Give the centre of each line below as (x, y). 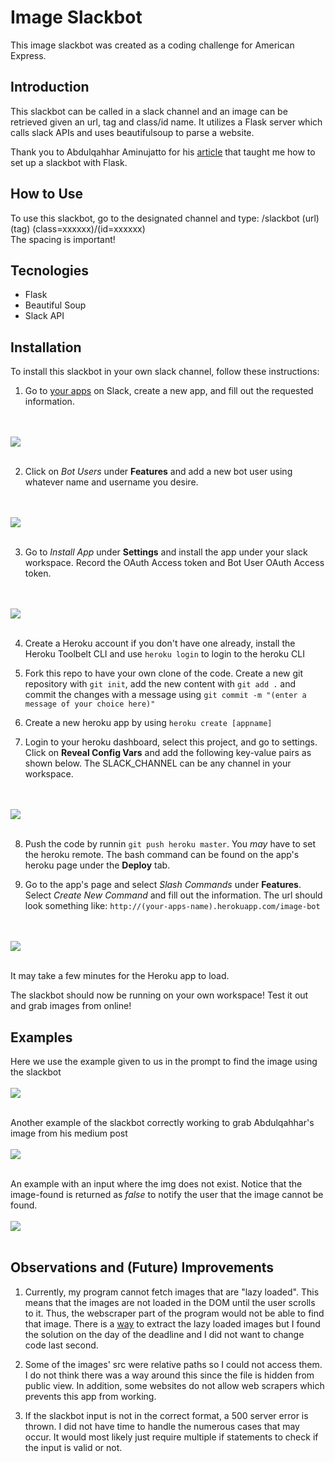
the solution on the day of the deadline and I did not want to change (164, 1334)
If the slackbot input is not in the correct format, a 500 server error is (166, 1415)
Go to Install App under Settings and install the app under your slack (166, 552)
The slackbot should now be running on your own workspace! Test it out (159, 995)
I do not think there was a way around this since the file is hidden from (169, 1375)
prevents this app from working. (90, 1396)
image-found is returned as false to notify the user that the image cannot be (167, 1194)
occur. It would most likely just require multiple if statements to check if (171, 1437)
